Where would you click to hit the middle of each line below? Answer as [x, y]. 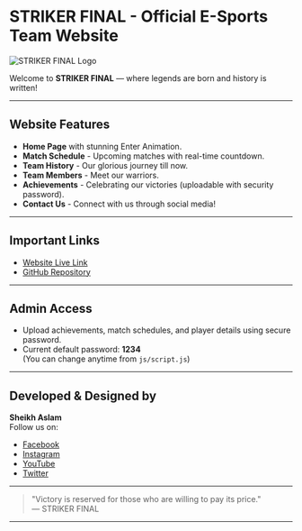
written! [23, 87]
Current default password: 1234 [81, 350]
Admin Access [51, 308]
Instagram [41, 454]
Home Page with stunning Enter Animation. [102, 146]
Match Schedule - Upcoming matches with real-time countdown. [143, 156]
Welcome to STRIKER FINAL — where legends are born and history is [138, 78]
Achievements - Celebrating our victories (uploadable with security [148, 184]
